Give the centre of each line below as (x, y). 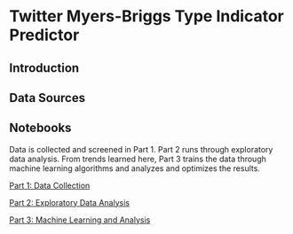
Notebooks (40, 128)
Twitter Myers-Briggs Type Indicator (146, 16)
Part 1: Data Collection (50, 185)
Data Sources (48, 98)
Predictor (44, 35)
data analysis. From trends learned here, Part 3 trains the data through (138, 159)
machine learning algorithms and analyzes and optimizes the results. (135, 168)
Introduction (44, 68)
